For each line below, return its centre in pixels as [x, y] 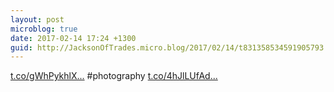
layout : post [37, 19]
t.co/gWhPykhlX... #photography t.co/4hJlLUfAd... [114, 76]
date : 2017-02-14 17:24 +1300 [73, 38]
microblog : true [44, 29]
